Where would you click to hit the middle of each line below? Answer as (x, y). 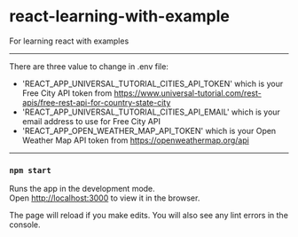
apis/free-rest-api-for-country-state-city (96, 102)
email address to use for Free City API (91, 121)
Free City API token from (67, 93)
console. (25, 225)
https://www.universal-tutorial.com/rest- (188, 93)
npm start (30, 170)
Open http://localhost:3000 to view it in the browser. (105, 198)
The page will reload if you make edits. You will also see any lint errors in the (149, 216)
